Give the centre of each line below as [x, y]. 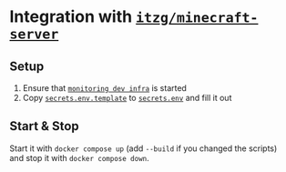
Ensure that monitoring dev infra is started [104, 88]
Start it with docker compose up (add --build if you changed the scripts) [143, 148]
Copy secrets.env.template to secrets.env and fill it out [127, 98]
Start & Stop [44, 126]
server [34, 34]
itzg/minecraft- [197, 18]
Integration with [71, 17]
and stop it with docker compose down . [80, 157]
